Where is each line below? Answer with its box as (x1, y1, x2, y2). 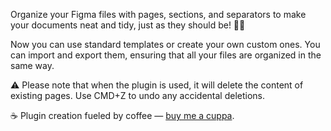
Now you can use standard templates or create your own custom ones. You (10, 39, 321, 50)
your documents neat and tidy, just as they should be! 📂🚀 (10, 19, 246, 31)
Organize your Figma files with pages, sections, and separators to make (10, 9, 307, 20)
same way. (10, 60, 55, 71)
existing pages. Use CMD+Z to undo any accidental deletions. (10, 90, 266, 101)
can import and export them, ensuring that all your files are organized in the (10, 49, 322, 61)
